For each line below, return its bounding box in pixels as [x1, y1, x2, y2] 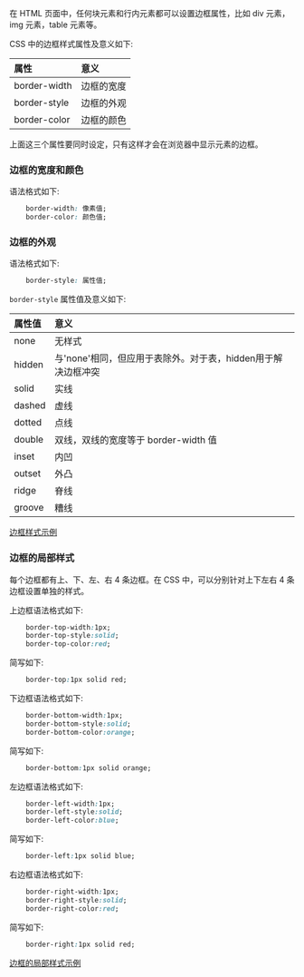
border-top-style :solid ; [25, 631, 119, 640]
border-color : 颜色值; [25, 212, 107, 222]
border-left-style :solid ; [25, 807, 124, 816]
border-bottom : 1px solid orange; [25, 763, 152, 773]
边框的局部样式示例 [9, 957, 81, 968]
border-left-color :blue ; [25, 816, 119, 826]
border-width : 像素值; [25, 204, 107, 213]
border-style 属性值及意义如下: [9, 294, 127, 305]
